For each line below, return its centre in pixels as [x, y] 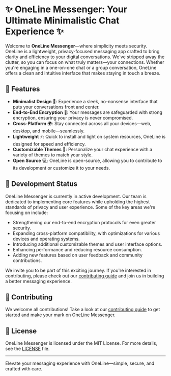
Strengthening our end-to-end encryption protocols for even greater [84, 222]
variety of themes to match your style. [53, 155]
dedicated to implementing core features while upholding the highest [78, 202]
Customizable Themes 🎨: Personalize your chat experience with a [82, 149]
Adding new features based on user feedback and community [78, 255]
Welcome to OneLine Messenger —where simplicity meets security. [76, 46]
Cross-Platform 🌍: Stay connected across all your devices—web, [82, 123]
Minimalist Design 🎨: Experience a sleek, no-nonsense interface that [85, 101]
